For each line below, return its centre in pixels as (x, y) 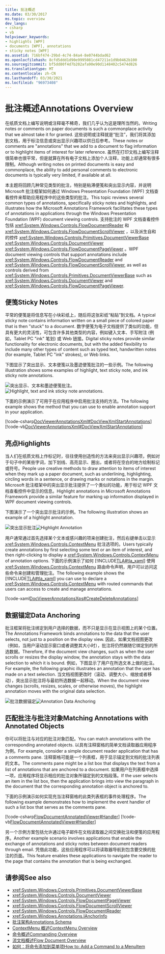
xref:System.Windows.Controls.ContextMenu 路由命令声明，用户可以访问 (79, 567)
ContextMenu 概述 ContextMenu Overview (55, 928)
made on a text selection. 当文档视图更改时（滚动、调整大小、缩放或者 (76, 674)
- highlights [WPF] (25, 42)
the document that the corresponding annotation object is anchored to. (77, 786)
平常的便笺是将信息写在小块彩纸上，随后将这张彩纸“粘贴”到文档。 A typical (81, 315)
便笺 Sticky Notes (32, 302)
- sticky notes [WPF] (27, 51)
